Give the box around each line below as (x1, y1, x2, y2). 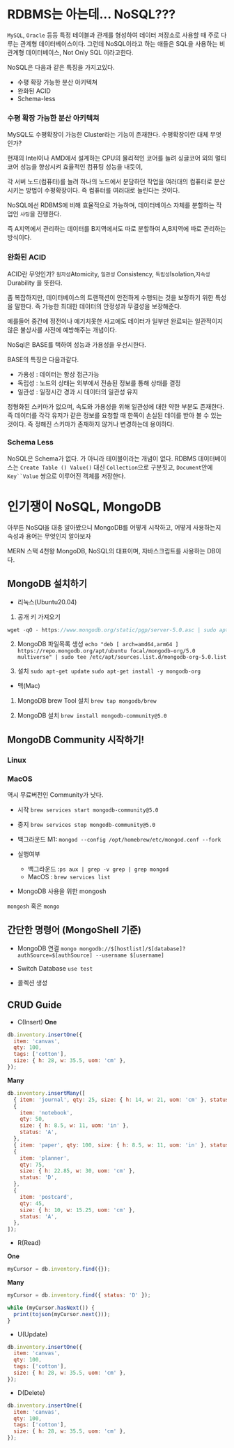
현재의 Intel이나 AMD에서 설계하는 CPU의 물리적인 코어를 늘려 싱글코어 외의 (7, 154, 214, 163)
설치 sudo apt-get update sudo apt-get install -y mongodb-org (17, 667, 201, 676)
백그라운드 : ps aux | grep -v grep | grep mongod (27, 865, 169, 873)
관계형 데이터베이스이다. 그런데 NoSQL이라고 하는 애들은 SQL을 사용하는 (19, 39, 218, 47)
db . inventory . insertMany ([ (7, 1089, 86, 1096)
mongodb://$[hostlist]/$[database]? (79, 945, 186, 953)
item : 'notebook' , (19, 1109, 73, 1117)
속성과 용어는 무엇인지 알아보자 (7, 532, 92, 540)
